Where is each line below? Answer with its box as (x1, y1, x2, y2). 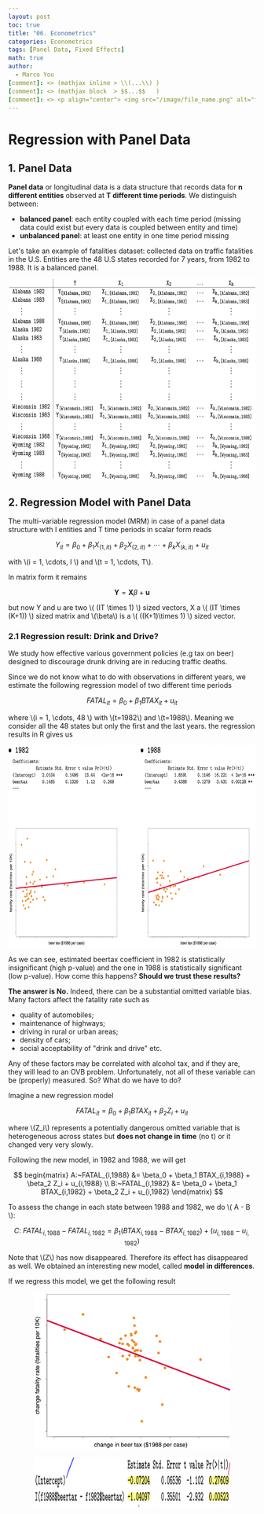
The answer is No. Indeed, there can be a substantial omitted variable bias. (8, 987, 252, 996)
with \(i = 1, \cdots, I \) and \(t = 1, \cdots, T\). (8, 557, 153, 566)
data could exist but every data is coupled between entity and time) (19, 222, 238, 232)
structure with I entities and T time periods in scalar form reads (8, 525, 212, 535)
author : (8, 63, 34, 71)
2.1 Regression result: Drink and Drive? (8, 630, 159, 641)
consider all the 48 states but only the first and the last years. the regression (8, 722, 255, 731)
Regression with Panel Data (8, 130, 191, 149)
